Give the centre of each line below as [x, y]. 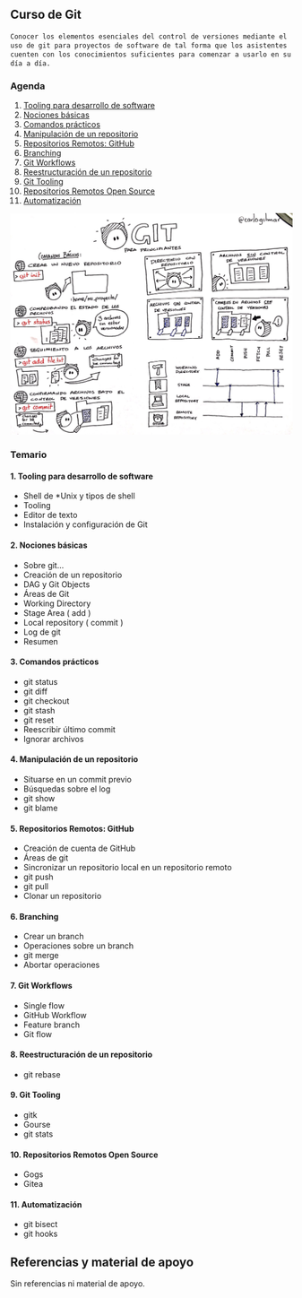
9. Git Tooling [35, 1095]
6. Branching [35, 916]
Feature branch [51, 1025]
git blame [40, 808]
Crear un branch [53, 937]
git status [40, 681]
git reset [39, 720]
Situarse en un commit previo [78, 780]
